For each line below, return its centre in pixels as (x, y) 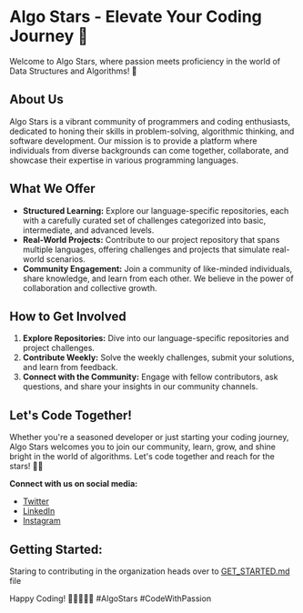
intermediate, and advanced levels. (88, 230)
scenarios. (66, 259)
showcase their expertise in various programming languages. (124, 160)
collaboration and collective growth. (90, 287)
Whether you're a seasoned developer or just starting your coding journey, (149, 437)
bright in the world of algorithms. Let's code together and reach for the (142, 457)
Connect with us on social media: (74, 484)
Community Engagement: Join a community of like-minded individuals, (157, 268)
